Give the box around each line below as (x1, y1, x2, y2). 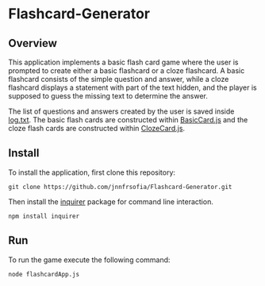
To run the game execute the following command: (8, 255, 171, 265)
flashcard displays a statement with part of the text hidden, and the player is (8, 83, 257, 92)
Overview (8, 37, 58, 50)
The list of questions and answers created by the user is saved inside (8, 106, 235, 116)
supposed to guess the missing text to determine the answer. (8, 91, 208, 100)
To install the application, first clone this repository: (8, 168, 176, 177)
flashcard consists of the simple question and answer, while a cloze (8, 75, 229, 83)
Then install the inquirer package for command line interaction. (8, 196, 214, 207)
